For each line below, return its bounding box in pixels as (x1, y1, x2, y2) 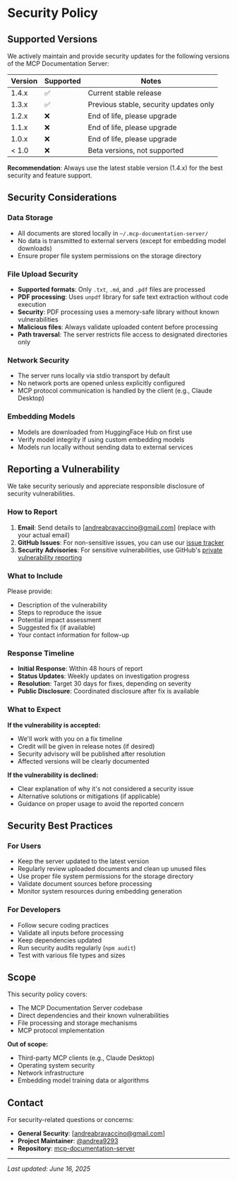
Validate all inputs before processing (17, 928, 124, 937)
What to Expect (7, 705, 61, 715)
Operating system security (17, 1061, 95, 1070)
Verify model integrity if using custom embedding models (17, 435, 185, 443)
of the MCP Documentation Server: (7, 59, 109, 68)
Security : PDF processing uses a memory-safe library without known (17, 308, 219, 316)
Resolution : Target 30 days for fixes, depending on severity (17, 679, 192, 688)
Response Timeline (7, 648, 75, 658)
